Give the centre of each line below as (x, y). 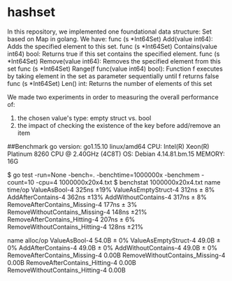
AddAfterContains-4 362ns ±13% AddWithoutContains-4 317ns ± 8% (107, 197)
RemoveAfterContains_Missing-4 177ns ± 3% (72, 204)
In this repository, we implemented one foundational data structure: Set (109, 31)
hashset (31, 12)
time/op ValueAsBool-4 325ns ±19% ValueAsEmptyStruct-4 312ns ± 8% (111, 189)
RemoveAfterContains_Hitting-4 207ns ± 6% (71, 219)
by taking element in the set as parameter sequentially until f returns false (113, 76)
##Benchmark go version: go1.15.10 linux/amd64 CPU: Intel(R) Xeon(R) (108, 146)
